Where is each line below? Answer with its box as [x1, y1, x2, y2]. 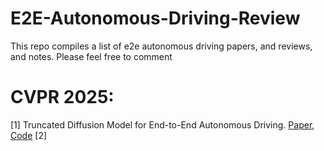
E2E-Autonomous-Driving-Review [10, 7, 301, 30]
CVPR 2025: [10, 86, 115, 109]
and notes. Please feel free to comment [10, 50, 173, 62]
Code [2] [10, 129, 48, 141]
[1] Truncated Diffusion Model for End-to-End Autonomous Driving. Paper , [10, 118, 315, 131]
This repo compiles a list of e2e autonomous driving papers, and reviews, [10, 40, 313, 52]
